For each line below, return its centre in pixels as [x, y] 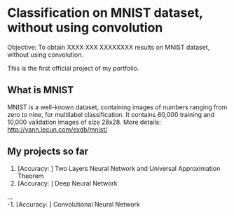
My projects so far [48, 152]
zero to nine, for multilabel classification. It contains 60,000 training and [111, 114]
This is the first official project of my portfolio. [73, 68]
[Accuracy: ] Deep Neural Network [67, 183]
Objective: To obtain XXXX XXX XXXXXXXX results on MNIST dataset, [109, 47]
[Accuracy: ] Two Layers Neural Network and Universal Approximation [119, 168]
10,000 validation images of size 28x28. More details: [84, 122]
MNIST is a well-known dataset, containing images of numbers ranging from [117, 107]
